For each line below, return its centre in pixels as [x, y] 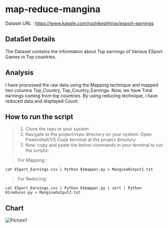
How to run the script [39, 117]
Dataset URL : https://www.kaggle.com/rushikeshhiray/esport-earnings [79, 23]
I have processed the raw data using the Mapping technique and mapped [82, 85]
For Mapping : [32, 160]
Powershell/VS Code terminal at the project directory [80, 140]
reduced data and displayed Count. [42, 101]
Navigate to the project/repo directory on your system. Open [89, 134]
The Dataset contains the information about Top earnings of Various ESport [84, 51]
